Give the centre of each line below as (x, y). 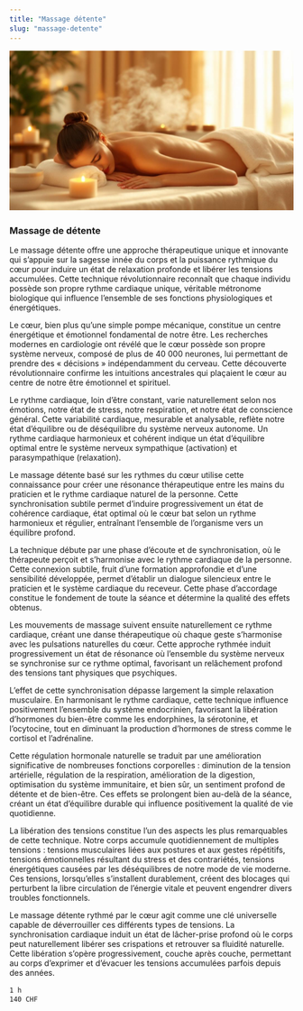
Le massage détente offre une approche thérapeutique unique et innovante (149, 250)
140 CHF (24, 1000)
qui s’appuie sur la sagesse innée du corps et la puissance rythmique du (143, 260)
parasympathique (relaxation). (65, 458)
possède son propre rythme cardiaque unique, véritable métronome (135, 289)
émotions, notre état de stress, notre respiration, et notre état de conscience (151, 409)
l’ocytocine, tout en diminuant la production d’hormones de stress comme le (151, 729)
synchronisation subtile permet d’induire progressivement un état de (137, 504)
